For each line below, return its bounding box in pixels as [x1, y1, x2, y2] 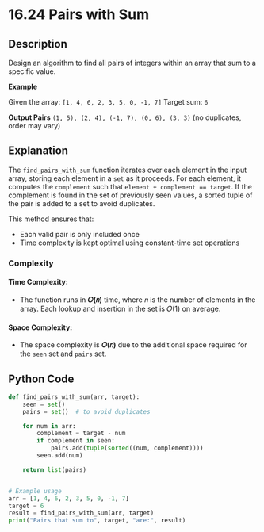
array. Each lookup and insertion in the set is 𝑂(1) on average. [19, 304, 221, 313]
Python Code [8, 372, 75, 385]
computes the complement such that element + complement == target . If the [8, 182, 252, 191]
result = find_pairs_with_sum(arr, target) [8, 509, 155, 517]
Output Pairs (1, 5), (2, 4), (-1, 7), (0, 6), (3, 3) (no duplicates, [8, 113, 242, 122]
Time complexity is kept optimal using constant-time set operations [19, 238, 240, 247]
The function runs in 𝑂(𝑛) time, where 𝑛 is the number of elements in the [19, 295, 256, 304]
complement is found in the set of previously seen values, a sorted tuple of [8, 190, 253, 200]
